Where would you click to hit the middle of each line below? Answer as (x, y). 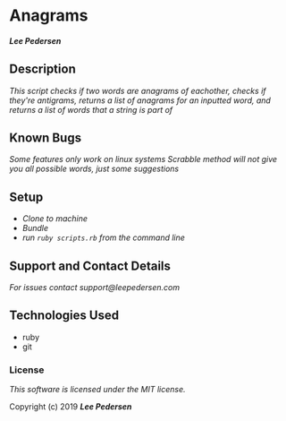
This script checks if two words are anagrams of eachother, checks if (138, 90)
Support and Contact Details (90, 266)
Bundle (35, 228)
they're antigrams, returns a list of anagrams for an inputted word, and (140, 100)
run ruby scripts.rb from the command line (104, 237)
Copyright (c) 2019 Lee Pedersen (71, 407)
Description (42, 69)
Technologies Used (64, 316)
